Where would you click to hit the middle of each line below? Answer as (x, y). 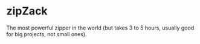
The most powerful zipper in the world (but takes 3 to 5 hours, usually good (100, 28)
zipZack (27, 11)
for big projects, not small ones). (47, 34)
